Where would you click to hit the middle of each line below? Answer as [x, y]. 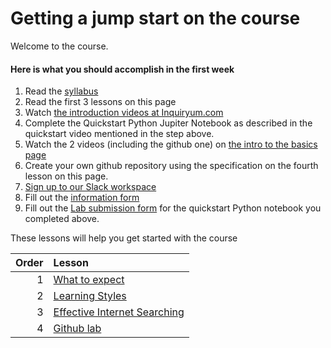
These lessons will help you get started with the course [124, 238]
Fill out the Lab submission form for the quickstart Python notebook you [173, 208]
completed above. [62, 219]
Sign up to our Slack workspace [90, 187]
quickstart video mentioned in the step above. [119, 134]
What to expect [89, 280]
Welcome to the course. [59, 46]
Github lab [77, 329]
